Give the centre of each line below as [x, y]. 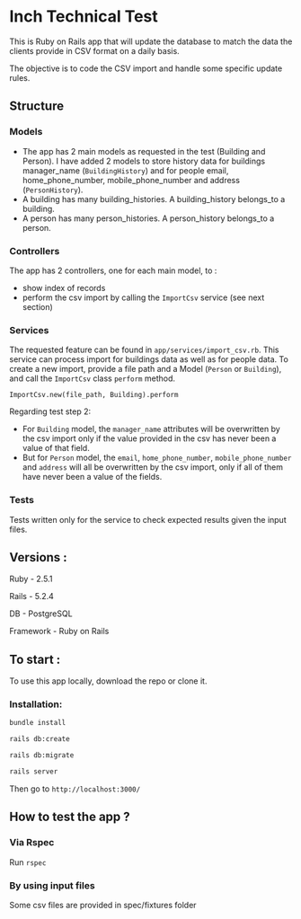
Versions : [38, 557]
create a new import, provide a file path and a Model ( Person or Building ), [146, 369]
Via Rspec [32, 843]
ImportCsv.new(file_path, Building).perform [94, 395]
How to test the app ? [70, 817]
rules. [20, 77]
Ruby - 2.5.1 [31, 579]
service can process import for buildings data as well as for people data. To [149, 359]
